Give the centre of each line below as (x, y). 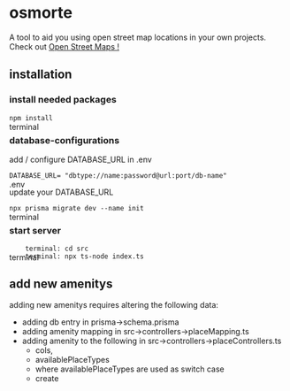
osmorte (41, 13)
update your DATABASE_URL (61, 192)
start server (35, 230)
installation (41, 75)
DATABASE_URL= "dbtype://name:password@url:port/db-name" (118, 175)
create (47, 379)
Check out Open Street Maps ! (65, 46)
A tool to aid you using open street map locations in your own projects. (138, 37)
